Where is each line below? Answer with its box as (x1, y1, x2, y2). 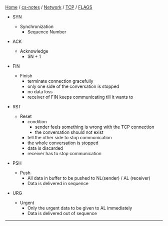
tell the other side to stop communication (27, 135, 112, 140)
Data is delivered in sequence (27, 181, 89, 186)
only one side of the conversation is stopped (27, 83, 119, 89)
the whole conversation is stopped (27, 140, 99, 146)
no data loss (27, 89, 53, 94)
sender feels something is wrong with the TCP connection (34, 124, 154, 130)
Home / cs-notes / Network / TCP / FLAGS (5, 4, 92, 10)
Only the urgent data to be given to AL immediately (27, 205, 132, 211)
